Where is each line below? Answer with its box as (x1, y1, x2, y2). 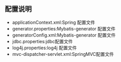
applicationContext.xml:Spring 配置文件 (12, 19, 95, 25)
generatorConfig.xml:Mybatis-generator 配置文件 (12, 32, 116, 38)
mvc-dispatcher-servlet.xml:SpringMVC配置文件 (12, 51, 114, 57)
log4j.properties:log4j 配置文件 (12, 45, 77, 51)
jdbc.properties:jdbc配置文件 (12, 38, 73, 44)
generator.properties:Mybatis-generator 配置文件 (12, 25, 116, 32)
